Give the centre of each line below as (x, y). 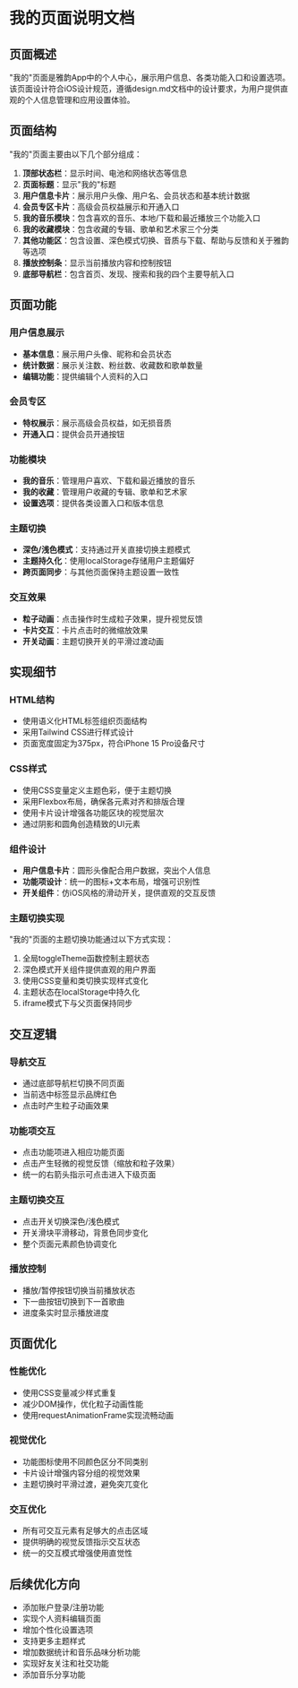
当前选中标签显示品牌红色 (69, 1094)
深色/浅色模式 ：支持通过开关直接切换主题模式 (106, 550)
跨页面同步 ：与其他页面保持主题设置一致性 (101, 572)
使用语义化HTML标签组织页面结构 (85, 721)
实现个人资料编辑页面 (61, 1618)
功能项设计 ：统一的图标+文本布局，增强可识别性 (111, 881)
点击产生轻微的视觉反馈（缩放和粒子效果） (101, 1163)
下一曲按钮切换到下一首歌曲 (73, 1301)
